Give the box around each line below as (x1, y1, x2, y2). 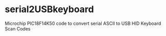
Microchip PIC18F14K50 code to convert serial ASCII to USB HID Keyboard (5, 20, 161, 26)
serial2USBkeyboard (5, 4, 94, 15)
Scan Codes (5, 25, 31, 31)
